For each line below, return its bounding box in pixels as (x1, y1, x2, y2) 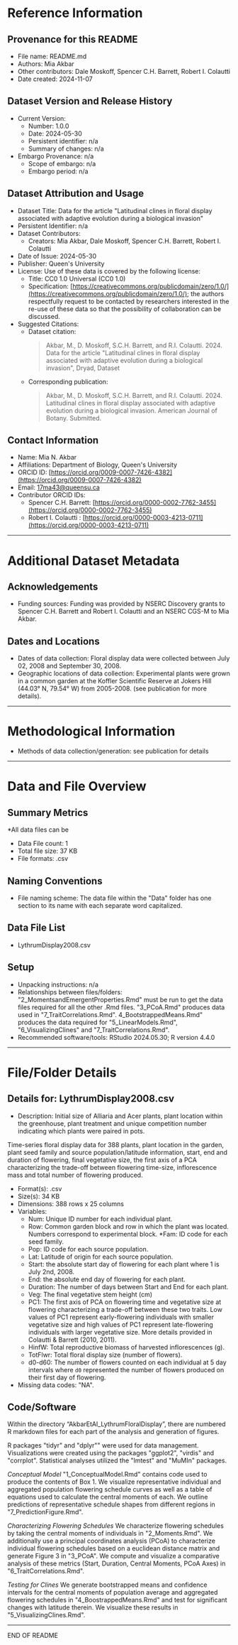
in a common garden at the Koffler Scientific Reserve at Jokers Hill (17, 677, 212, 685)
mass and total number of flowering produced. (7, 1171, 143, 1179)
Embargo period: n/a (28, 167, 89, 175)
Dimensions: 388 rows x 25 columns (17, 1199, 125, 1208)
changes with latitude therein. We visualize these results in (7, 1603, 178, 1612)
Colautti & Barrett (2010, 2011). (28, 1335, 117, 1344)
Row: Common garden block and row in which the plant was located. (28, 1222, 229, 1230)
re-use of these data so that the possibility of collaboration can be (28, 304, 222, 313)
